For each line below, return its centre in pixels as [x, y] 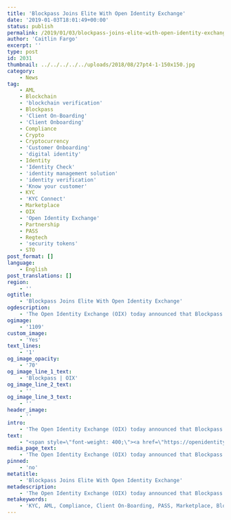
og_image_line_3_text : [40, 397]
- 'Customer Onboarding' [55, 148]
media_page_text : [32, 448]
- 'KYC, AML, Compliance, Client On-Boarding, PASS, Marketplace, [117, 506]
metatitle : [23, 474]
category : [21, 71]
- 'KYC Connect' [43, 199]
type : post [23, 52]
